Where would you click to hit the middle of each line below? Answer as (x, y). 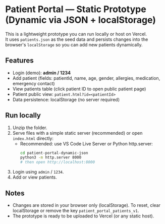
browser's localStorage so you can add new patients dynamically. (74, 44)
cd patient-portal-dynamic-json (54, 153)
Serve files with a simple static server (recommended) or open (77, 133)
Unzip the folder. (30, 128)
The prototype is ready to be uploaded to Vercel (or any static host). (83, 216)
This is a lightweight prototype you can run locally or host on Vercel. (76, 34)
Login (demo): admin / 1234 (42, 73)
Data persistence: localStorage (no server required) (66, 99)
